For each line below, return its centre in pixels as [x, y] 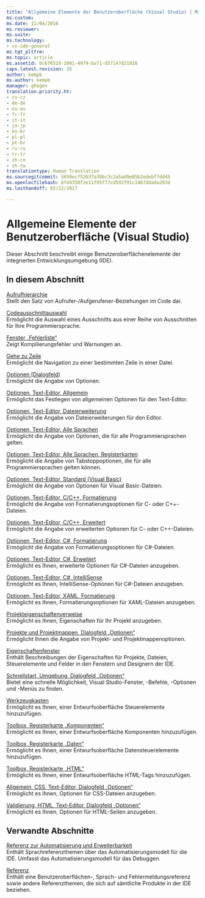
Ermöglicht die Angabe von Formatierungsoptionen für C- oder [85, 504]
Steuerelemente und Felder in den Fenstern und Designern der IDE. [91, 664]
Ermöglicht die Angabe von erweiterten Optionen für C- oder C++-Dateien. [100, 529]
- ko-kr [16, 132]
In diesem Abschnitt [45, 280]
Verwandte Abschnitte [50, 830]
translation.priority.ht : [39, 92]
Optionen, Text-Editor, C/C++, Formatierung [62, 497]
